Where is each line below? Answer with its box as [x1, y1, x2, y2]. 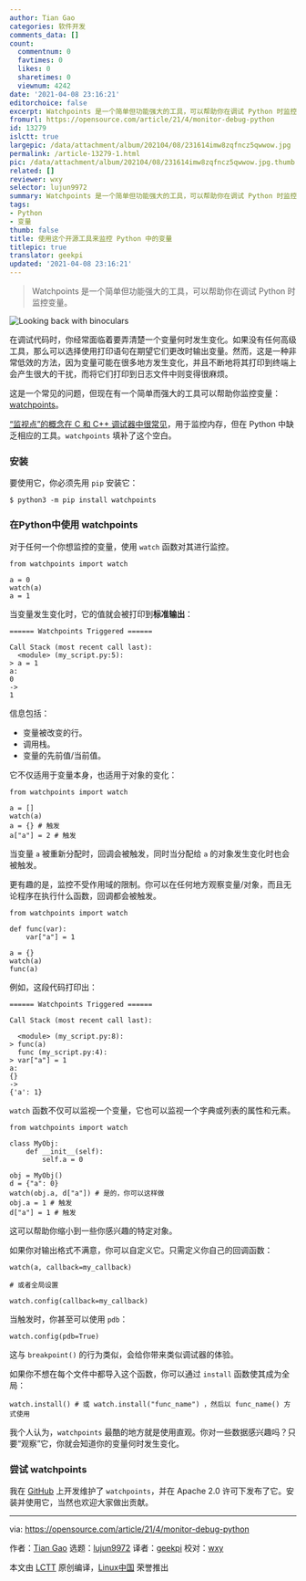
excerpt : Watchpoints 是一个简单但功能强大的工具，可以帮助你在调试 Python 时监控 [9, 107, 298, 116]
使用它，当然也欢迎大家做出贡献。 [25, 1496, 153, 1507]
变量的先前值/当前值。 [22, 749, 107, 760]
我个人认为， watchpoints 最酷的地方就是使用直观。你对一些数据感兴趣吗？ [9, 1426, 289, 1438]
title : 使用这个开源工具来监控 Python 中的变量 [9, 234, 173, 243]
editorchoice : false [9, 98, 88, 108]
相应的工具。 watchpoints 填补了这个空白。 [16, 430, 177, 441]
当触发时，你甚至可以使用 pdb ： [9, 1314, 128, 1324]
